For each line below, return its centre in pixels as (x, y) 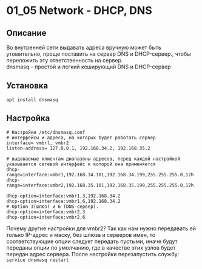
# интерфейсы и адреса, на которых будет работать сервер (81, 138)
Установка (27, 86)
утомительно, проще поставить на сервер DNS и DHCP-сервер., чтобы (99, 54)
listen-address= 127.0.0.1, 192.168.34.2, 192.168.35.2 (78, 148)
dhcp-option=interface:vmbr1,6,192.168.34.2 (63, 201)
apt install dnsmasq (32, 100)
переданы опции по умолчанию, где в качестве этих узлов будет (91, 247)
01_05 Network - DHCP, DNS (79, 11)
